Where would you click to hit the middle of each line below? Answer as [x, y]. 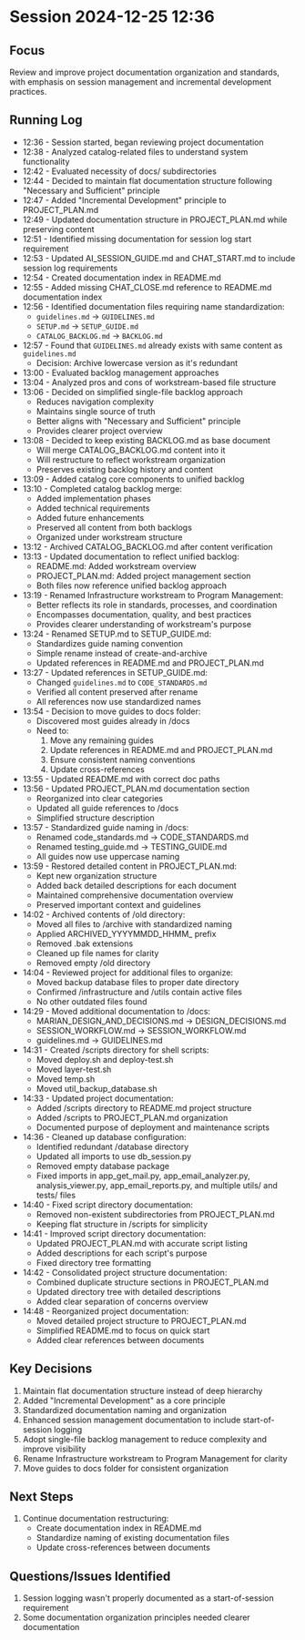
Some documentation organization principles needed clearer [136, 1617]
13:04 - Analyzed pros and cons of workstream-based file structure [149, 382]
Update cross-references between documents [123, 1548]
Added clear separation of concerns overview [122, 1301]
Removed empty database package [103, 1166]
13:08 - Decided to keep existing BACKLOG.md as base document [147, 440]
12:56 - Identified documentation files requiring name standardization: [153, 306]
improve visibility [54, 1449]
